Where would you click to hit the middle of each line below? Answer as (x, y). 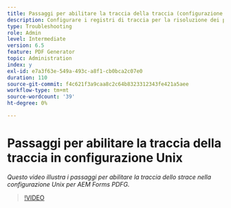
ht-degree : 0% (27, 103)
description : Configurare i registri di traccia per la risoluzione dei (113, 20)
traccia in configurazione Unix (95, 158)
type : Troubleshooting (40, 26)
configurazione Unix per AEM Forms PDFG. (68, 184)
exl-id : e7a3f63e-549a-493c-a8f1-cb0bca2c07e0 (75, 71)
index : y (20, 65)
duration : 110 (27, 77)
